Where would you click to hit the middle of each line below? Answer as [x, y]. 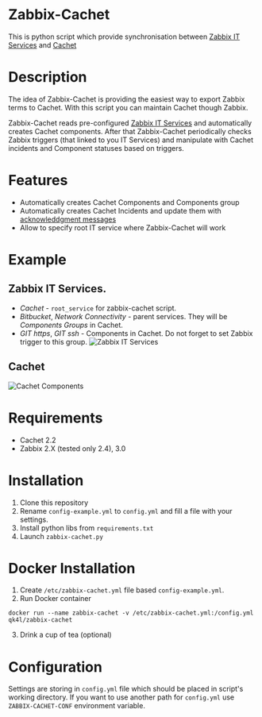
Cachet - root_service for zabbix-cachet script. [98, 308]
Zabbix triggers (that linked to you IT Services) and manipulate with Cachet [131, 140]
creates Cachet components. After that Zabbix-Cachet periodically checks [130, 131]
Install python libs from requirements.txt [87, 528]
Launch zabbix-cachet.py [61, 536]
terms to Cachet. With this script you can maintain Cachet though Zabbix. [128, 107]
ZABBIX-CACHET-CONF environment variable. [77, 706]
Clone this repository [54, 503]
